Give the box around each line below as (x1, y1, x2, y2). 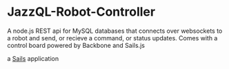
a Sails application (7, 54, 59, 62)
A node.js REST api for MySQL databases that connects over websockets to (7, 27, 223, 35)
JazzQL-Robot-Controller (7, 4, 156, 20)
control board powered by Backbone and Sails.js (7, 41, 145, 49)
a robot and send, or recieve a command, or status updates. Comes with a (7, 33, 218, 42)
